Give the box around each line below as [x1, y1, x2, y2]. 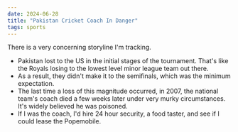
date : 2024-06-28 [7, 10, 59, 18]
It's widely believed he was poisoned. [17, 102, 128, 111]
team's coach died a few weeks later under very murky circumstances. [17, 94, 226, 103]
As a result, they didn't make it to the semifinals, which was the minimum [17, 72, 231, 80]
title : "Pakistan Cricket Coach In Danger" [7, 17, 139, 24]
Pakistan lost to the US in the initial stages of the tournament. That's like [17, 57, 229, 65]
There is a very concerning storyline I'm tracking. [7, 43, 151, 52]
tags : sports [7, 23, 46, 31]
